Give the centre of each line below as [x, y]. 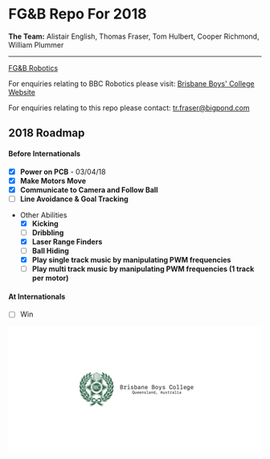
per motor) [50, 278]
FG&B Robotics [33, 68]
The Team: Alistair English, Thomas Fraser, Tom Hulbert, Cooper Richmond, [134, 36]
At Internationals [37, 296]
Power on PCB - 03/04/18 [63, 172]
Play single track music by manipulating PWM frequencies [131, 260]
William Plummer [36, 44]
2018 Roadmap [47, 133]
